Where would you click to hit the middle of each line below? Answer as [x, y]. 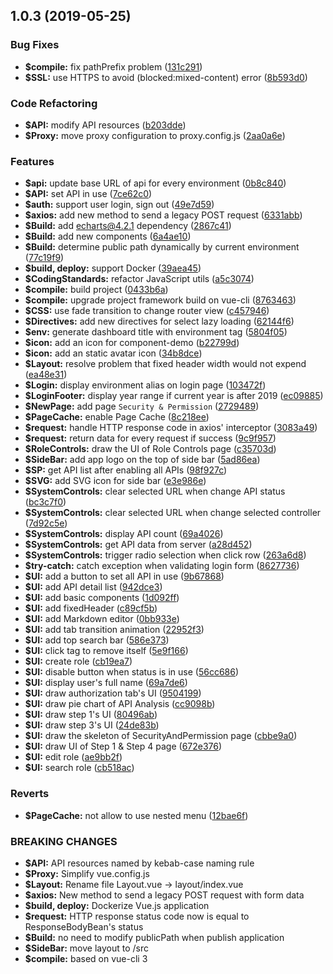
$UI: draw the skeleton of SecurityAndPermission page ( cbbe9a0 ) [161, 736]
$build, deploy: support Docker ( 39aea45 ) [113, 268]
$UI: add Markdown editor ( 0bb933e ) [102, 619]
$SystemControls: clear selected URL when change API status [155, 491]
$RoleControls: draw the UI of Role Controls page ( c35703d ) [150, 449]
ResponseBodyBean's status [84, 926]
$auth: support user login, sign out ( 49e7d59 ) [119, 205]
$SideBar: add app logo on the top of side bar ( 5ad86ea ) [142, 460]
